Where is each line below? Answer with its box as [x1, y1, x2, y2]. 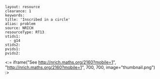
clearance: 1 [5, 9, 32, 13]
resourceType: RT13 [5, 30, 45, 35]
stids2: [5, 42, 21, 47]
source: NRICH [5, 26, 34, 30]
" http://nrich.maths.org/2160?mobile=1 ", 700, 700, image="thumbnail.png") [5, 65, 155, 70]
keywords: [5, 13, 25, 18]
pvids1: [5, 47, 21, 52]
